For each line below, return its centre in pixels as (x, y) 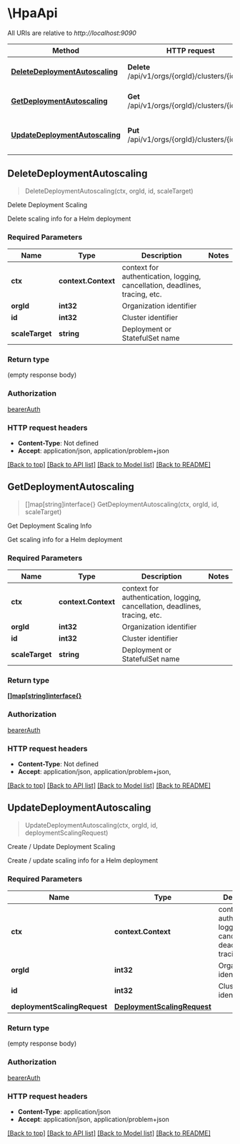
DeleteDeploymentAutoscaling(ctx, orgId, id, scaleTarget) (109, 191)
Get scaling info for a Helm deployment (65, 539)
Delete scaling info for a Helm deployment (69, 219)
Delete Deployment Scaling (47, 204)
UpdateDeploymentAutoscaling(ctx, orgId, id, (91, 825)
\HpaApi (33, 13)
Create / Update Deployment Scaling (61, 846)
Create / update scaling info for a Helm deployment (83, 860)
